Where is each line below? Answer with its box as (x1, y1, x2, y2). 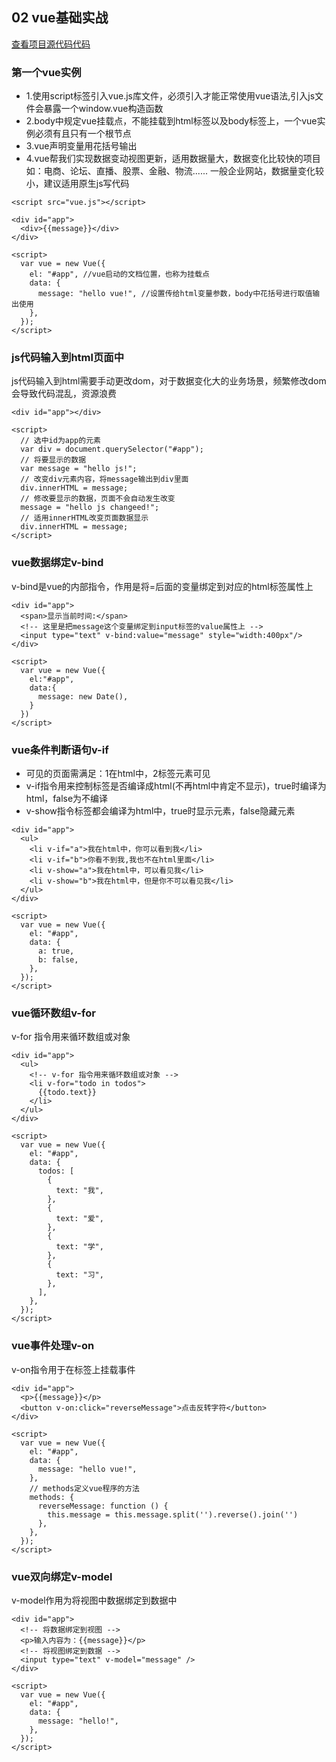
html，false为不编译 (25, 793, 109, 804)
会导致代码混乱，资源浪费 (11, 388, 117, 400)
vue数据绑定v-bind (11, 556, 104, 570)
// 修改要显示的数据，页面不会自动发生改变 (20, 494, 176, 504)
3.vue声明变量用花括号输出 (25, 140, 138, 152)
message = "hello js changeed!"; (20, 503, 160, 513)
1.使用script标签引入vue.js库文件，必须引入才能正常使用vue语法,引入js (25, 90, 316, 102)
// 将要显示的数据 (20, 455, 87, 465)
